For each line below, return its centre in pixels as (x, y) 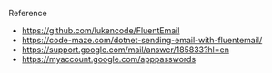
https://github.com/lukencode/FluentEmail (101, 30)
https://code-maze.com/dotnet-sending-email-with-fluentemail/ (142, 40)
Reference (28, 13)
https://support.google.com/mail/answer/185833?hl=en (125, 50)
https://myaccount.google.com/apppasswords (109, 59)
